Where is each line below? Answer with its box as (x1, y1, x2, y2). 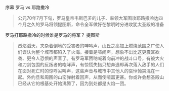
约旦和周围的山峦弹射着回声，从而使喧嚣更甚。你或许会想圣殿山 (31, 74, 164, 80)
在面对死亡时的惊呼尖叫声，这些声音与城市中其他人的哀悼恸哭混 (17, 68, 151, 74)
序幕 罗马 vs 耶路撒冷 (5, 5, 50, 10)
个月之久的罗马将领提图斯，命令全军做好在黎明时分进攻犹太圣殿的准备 (17, 22, 164, 27)
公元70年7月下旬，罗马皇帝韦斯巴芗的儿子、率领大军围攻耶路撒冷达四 (17, 15, 163, 21)
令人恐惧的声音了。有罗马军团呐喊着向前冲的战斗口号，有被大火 (31, 55, 164, 61)
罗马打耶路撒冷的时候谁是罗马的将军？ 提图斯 (5, 32, 100, 38)
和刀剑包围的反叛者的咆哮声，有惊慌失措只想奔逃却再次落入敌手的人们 (17, 62, 164, 67)
